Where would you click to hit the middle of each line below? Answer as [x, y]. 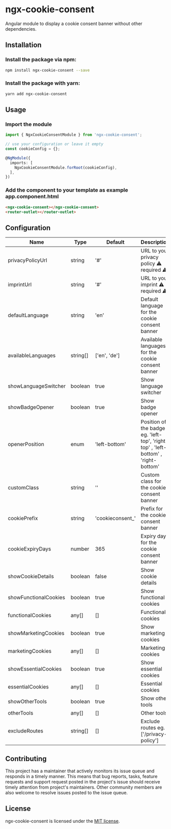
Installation [23, 45]
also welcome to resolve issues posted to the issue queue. [67, 793]
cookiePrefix [23, 518]
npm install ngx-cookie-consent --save [48, 70]
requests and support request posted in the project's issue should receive [83, 782]
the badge [153, 429]
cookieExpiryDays [30, 549]
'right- [149, 460]
